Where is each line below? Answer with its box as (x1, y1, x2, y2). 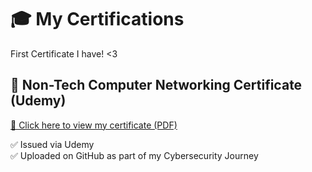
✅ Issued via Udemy (10, 138, 95, 150)
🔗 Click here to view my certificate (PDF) (10, 119, 178, 131)
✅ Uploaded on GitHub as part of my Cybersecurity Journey (10, 149, 259, 161)
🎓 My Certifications (10, 8, 185, 31)
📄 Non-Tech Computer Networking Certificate (10, 77, 303, 94)
